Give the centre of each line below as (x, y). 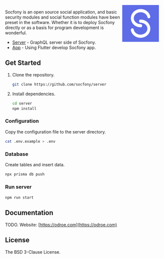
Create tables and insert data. (35, 164)
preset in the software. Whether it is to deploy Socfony (60, 22)
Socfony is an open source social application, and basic (61, 12)
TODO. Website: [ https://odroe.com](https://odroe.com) (61, 225)
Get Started (23, 63)
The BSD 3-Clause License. (33, 252)
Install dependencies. (34, 94)
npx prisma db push (25, 174)
